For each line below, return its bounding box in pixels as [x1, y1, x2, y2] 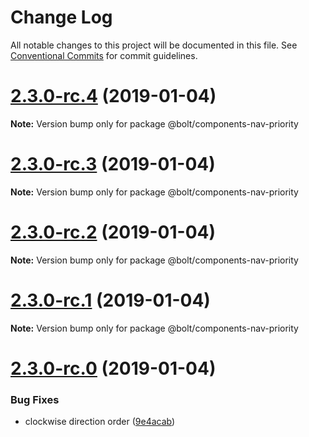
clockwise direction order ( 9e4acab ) [24, 416, 176, 428]
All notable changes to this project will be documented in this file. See [10, 39, 298, 51]
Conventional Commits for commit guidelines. [10, 49, 198, 61]
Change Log [10, 6, 113, 29]
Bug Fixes [10, 392, 60, 406]
